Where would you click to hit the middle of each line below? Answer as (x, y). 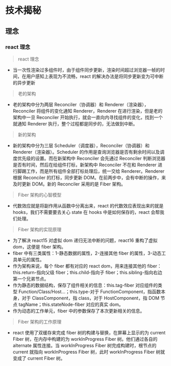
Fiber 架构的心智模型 (40, 195)
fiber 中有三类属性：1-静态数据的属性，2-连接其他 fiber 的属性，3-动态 (87, 253)
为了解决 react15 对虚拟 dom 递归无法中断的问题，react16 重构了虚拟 (85, 240)
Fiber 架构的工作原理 (40, 321)
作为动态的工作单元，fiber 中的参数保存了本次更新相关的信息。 (79, 311)
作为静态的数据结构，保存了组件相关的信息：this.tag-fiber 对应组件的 (85, 285)
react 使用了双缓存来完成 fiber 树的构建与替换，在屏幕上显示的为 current (89, 332)
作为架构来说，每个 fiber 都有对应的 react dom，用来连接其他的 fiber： (87, 266)
